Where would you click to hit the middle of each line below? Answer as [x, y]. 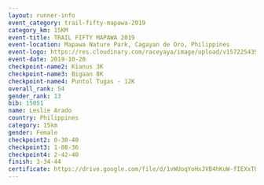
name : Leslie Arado [40, 111]
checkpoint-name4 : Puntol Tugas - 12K [71, 81]
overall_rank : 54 [37, 89]
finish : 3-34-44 [35, 162]
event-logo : [27, 52]
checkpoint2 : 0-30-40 [44, 140]
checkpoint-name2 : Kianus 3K [56, 67]
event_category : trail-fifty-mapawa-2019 [77, 23]
